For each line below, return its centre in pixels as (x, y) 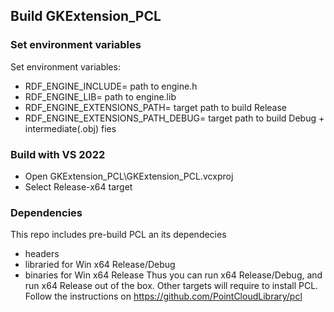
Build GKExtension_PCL (86, 16)
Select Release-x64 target (78, 186)
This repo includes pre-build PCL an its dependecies (118, 235)
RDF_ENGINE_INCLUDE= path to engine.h (111, 86)
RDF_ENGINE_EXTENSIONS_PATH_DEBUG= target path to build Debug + (174, 118)
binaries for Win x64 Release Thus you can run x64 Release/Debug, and (173, 275)
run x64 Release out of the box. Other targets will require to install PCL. (171, 286)
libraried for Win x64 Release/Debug (100, 265)
